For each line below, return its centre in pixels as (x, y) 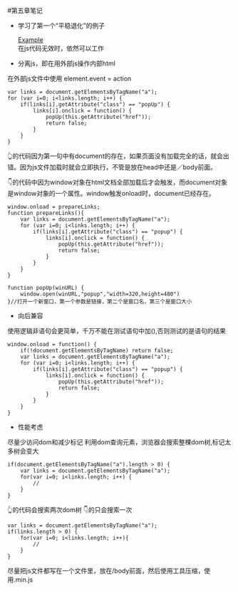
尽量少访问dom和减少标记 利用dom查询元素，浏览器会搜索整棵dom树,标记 (116, 442)
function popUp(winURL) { (46, 288)
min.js (24, 580)
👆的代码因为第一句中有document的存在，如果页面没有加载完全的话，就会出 (118, 156)
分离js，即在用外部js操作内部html (66, 63)
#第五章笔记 (25, 10)
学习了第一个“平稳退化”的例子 (61, 26)
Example (31, 40)
